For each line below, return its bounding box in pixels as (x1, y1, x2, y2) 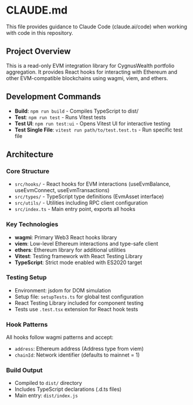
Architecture (6, 149, 54, 159)
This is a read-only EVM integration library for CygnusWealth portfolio (6, 62, 175, 69)
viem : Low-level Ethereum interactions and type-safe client (14, 240, 158, 247)
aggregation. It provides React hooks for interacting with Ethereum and (6, 68, 178, 75)
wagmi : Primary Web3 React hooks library (14, 233, 117, 241)
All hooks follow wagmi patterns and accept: (6, 334, 114, 341)
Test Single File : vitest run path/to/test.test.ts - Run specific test (14, 126, 183, 133)
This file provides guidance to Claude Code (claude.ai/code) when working (6, 23, 188, 30)
